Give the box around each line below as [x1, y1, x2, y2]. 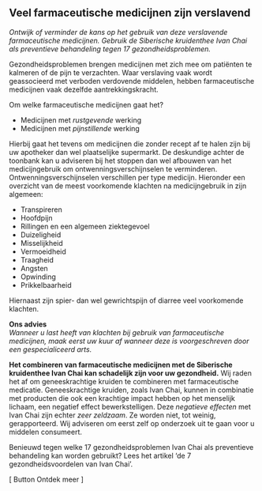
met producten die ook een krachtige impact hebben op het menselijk [9, 393, 236, 402]
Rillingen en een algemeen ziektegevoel [20, 221, 150, 231]
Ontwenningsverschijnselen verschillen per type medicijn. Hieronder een [9, 172, 245, 182]
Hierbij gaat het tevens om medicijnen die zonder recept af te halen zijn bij [9, 138, 251, 149]
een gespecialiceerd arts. [9, 344, 92, 354]
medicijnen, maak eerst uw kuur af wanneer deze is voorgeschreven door [9, 336, 249, 346]
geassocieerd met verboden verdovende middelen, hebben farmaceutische [9, 76, 255, 85]
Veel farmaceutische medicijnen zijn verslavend [9, 6, 251, 20]
